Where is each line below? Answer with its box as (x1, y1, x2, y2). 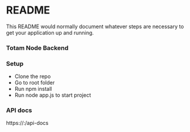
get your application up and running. (6, 29, 94, 36)
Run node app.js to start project (14, 92, 91, 99)
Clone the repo (14, 73, 51, 80)
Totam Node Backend (6, 43, 69, 52)
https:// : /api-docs (6, 120, 49, 127)
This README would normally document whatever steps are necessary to (6, 23, 184, 30)
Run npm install (14, 86, 52, 93)
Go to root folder (14, 79, 55, 86)
